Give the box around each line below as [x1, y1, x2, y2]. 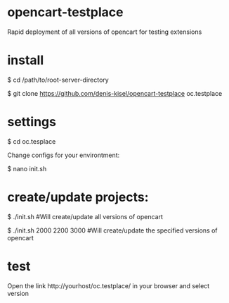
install [7, 52, 44, 68]
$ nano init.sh [7, 164, 47, 173]
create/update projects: [7, 190, 149, 205]
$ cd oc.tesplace [7, 137, 56, 145]
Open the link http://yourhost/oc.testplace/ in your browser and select [7, 281, 210, 290]
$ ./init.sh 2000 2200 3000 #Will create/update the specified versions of [7, 226, 218, 235]
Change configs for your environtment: [7, 151, 120, 159]
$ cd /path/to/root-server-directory [7, 75, 109, 84]
